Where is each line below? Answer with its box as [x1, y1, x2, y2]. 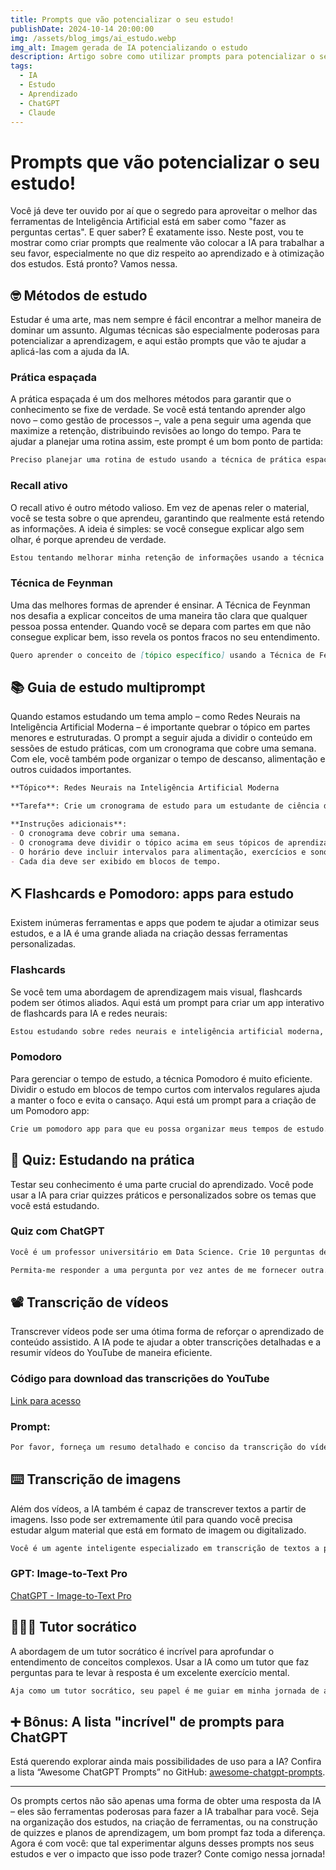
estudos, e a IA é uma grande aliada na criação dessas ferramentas [10, 927, 288, 940]
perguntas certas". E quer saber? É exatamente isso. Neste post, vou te [10, 226, 304, 238]
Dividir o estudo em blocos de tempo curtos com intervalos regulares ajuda [10, 1083, 321, 1095]
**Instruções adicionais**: [10, 819, 128, 830]
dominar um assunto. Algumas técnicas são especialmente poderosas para [10, 324, 320, 336]
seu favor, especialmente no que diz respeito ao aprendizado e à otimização [10, 247, 325, 260]
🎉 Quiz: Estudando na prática [10, 1152, 195, 1169]
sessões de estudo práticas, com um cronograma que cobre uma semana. [10, 742, 317, 755]
